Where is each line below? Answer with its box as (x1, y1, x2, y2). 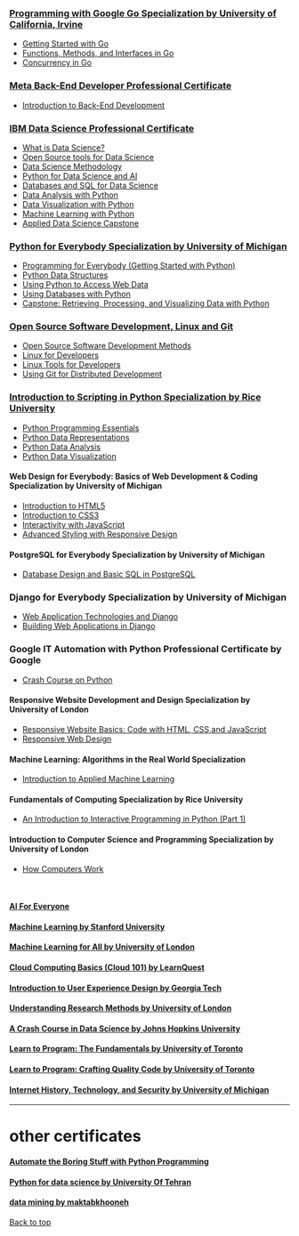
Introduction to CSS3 (21, 510, 100, 521)
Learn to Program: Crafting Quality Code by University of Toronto (9, 1063, 255, 1074)
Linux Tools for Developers (21, 359, 121, 370)
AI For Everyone (9, 901, 69, 912)
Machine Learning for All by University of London (9, 941, 196, 952)
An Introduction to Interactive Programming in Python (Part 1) (21, 813, 246, 825)
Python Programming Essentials (21, 422, 140, 433)
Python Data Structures (21, 270, 109, 280)
